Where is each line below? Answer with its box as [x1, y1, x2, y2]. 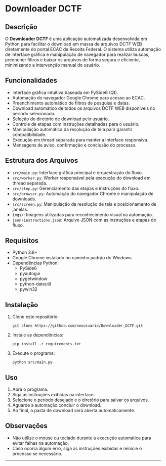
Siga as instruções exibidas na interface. [12, 392, 95, 398]
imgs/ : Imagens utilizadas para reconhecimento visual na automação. [12, 211, 153, 218]
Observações [5, 421, 48, 430]
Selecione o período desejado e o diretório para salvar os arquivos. [12, 397, 149, 403]
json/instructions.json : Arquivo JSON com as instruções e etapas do [12, 217, 157, 223]
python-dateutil [19, 281, 51, 287]
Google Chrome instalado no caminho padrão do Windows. [12, 255, 133, 261]
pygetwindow [19, 276, 48, 282]
